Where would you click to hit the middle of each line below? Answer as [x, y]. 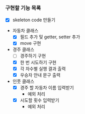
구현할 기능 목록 [23, 8]
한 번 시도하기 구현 [38, 62]
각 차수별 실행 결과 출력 [43, 69]
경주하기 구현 [33, 56]
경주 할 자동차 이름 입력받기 [47, 87]
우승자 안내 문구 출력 [40, 75]
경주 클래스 [23, 49]
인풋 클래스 [23, 81]
